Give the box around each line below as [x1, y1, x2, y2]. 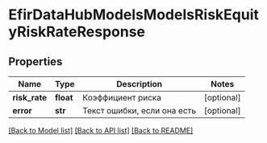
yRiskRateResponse [8, 22, 146, 41]
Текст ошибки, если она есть [82, 105, 196, 116]
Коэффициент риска [82, 92, 161, 103]
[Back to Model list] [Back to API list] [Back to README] [8, 126, 194, 135]
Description [116, 79, 163, 89]
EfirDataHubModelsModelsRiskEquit [8, 6, 260, 24]
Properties [8, 55, 63, 68]
